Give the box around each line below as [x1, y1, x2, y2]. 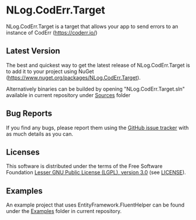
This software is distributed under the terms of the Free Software [6, 163, 163, 170]
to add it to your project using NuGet [6, 68, 94, 75]
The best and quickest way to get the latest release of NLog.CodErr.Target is [6, 61, 190, 68]
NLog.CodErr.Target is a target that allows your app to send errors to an [6, 23, 178, 30]
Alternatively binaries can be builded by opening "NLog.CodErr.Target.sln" [6, 85, 185, 92]
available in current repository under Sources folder [6, 91, 130, 98]
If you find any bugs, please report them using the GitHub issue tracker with [6, 124, 189, 131]
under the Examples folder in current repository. [6, 208, 122, 215]
